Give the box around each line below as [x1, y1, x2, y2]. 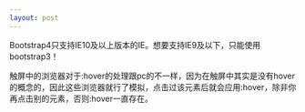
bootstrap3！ [9, 51, 59, 62]
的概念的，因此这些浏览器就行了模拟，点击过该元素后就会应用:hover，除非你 [9, 81, 297, 92]
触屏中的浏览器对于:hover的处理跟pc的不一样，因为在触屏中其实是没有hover [9, 70, 296, 81]
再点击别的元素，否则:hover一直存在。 [9, 93, 153, 104]
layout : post [9, 13, 59, 23]
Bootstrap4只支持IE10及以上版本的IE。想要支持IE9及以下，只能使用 [9, 39, 261, 50]
